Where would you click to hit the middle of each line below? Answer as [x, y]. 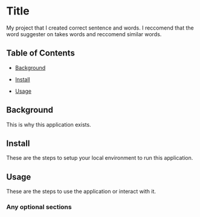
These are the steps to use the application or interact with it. [81, 192]
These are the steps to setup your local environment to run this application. [100, 158]
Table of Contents [41, 53]
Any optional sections [39, 207]
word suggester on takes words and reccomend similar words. [84, 34]
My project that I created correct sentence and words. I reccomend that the [100, 28]
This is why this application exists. [49, 124]
